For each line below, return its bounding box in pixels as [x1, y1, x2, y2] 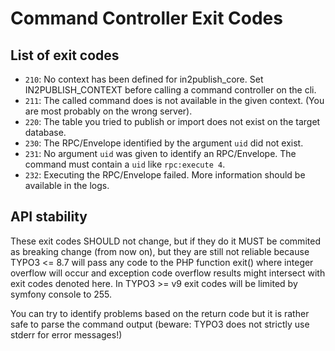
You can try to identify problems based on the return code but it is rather [10, 307, 310, 319]
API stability [10, 208, 88, 226]
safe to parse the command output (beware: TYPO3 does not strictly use [10, 318, 310, 330]
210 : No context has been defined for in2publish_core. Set [24, 73, 264, 85]
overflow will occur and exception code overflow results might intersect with [10, 267, 326, 279]
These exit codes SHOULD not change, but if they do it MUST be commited [10, 235, 321, 247]
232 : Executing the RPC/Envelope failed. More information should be [24, 169, 306, 181]
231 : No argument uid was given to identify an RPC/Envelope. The [24, 148, 297, 159]
